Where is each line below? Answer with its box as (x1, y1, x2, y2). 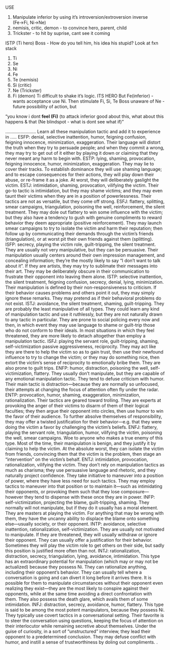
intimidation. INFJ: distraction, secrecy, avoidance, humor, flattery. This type (5, 601, 164, 608)
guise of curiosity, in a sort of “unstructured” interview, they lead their (5, 628, 151, 634)
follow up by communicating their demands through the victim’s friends (5, 231, 154, 237)
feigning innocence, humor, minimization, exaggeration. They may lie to (5, 161, 154, 166)
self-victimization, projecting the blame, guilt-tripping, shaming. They (5, 499, 150, 505)
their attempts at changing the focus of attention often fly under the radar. (5, 386, 159, 393)
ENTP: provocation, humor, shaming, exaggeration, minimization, (5, 392, 141, 398)
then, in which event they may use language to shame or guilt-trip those (5, 322, 155, 328)
